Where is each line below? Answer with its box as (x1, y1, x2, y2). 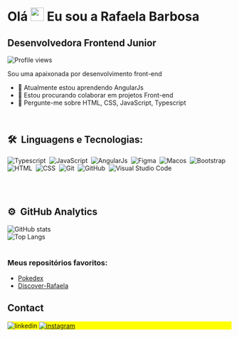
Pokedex (17, 274, 44, 282)
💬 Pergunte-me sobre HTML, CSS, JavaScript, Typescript (17, 98, 186, 107)
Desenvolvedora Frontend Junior (7, 36, 156, 49)
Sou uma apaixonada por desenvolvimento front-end (7, 70, 162, 78)
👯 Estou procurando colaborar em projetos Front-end (17, 91, 174, 99)
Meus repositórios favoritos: (7, 257, 108, 267)
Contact (7, 302, 44, 314)
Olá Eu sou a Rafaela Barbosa (7, 9, 200, 25)
